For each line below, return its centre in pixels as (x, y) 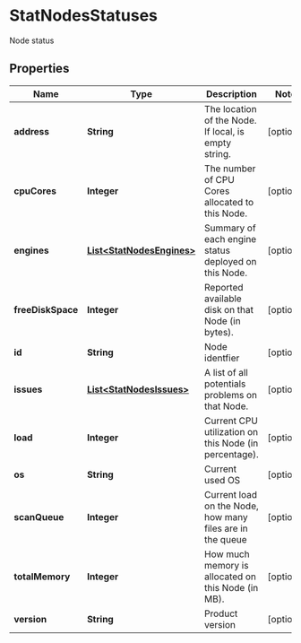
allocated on (231, 577)
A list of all (226, 372)
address (32, 131)
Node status (32, 40)
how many (226, 517)
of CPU (219, 179)
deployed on (231, 261)
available (223, 299)
